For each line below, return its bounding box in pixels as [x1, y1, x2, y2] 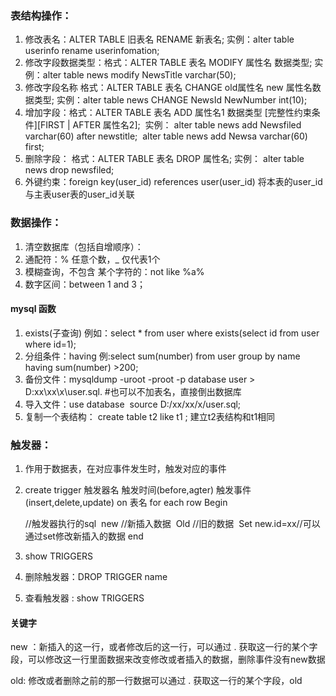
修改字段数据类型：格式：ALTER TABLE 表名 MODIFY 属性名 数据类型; [24, 57, 313, 69]
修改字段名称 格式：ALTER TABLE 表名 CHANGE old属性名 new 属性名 [24, 82, 313, 94]
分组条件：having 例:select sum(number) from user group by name [24, 350, 301, 362]
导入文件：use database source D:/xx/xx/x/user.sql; [24, 398, 242, 410]
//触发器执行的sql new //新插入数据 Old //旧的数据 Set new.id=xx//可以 [24, 518, 321, 530]
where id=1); [24, 338, 77, 350]
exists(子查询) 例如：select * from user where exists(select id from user [24, 327, 320, 339]
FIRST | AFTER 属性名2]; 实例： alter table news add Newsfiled [40, 119, 302, 131]
